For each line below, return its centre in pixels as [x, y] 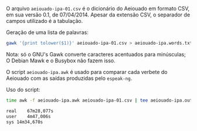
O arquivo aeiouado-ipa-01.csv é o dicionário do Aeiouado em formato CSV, [98, 9]
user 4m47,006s [28, 116]
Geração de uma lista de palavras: [47, 32]
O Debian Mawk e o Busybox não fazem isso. [61, 61]
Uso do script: [23, 89]
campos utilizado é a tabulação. [45, 21]
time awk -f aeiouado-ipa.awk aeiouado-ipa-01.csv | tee [77, 100]
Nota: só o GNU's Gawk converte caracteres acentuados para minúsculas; [96, 54]
